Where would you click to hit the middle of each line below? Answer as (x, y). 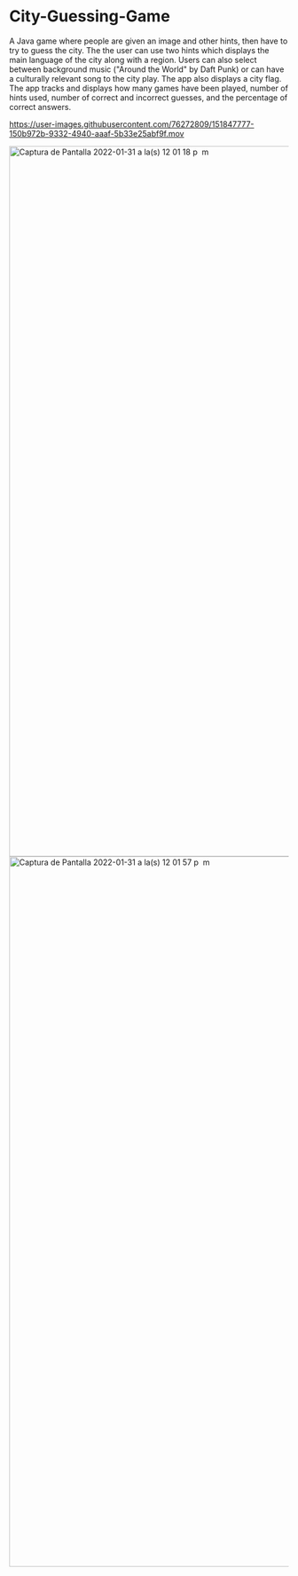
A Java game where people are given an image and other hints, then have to (149, 41)
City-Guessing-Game (90, 16)
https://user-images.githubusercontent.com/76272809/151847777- (132, 124)
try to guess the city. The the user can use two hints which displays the (139, 50)
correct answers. (40, 107)
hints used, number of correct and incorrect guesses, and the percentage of (149, 97)
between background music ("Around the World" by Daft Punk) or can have (147, 69)
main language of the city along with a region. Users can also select (133, 59)
